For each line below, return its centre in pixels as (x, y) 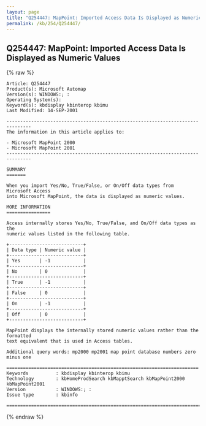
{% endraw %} (25, 417)
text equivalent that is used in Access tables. (70, 341)
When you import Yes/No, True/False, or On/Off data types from (90, 186)
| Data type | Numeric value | (46, 250)
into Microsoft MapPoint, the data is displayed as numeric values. (96, 197)
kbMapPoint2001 (26, 384)
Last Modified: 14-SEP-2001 (42, 111)
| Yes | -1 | (46, 261)
